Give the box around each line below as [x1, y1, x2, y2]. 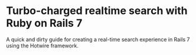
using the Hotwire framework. [6, 42, 79, 49]
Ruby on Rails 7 [6, 16, 83, 30]
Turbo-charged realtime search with [6, 4, 188, 18]
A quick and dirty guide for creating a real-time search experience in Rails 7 [6, 36, 190, 43]
